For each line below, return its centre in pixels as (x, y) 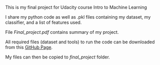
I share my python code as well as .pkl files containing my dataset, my (78, 17)
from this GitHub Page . (29, 47)
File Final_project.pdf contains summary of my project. (62, 32)
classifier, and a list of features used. (43, 22)
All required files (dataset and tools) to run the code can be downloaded (80, 42)
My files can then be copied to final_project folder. (58, 57)
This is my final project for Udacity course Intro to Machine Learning (76, 7)
